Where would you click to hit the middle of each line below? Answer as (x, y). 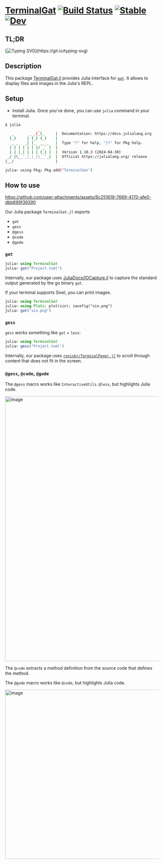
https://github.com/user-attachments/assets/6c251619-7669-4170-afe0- (78, 197)
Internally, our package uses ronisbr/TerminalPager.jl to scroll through (77, 355)
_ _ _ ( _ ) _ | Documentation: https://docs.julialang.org (82, 134)
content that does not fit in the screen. (43, 361)
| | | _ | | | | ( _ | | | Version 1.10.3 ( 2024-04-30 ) (65, 152)
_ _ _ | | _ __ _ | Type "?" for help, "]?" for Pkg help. (77, 143)
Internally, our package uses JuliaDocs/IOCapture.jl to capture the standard (81, 278)
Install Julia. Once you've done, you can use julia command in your (81, 110)
